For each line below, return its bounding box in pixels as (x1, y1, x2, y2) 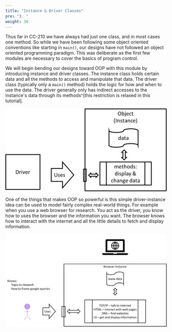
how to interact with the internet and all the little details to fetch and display (5, 218, 164, 224)
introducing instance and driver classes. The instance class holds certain (5, 70, 160, 77)
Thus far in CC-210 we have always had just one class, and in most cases (5, 34, 160, 40)
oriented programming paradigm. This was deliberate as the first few (5, 50, 150, 56)
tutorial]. (5, 98, 23, 104)
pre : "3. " (5, 13, 29, 19)
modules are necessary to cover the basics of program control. (5, 55, 138, 61)
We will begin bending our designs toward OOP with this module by (5, 65, 147, 72)
